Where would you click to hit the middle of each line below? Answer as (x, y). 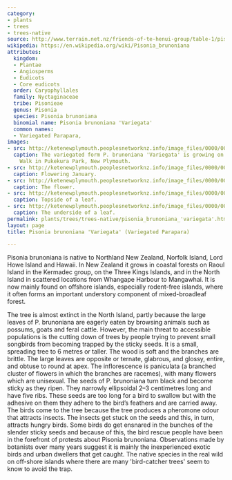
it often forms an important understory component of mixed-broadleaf (107, 294)
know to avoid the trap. (40, 469)
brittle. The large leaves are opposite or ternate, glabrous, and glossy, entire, (116, 359)
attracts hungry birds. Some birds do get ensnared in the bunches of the (110, 425)
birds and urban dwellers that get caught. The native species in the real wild (115, 454)
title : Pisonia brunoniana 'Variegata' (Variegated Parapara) (98, 232)
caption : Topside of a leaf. (55, 200)
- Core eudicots (37, 84)
